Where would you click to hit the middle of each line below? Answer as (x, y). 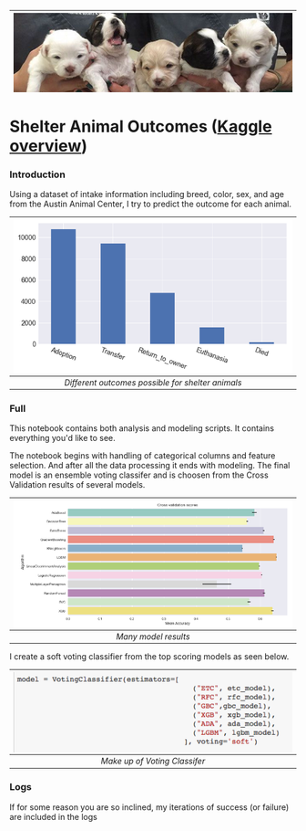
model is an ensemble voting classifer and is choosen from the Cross (139, 475)
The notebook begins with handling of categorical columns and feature (143, 456)
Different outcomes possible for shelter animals (153, 382)
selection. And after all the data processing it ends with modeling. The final (150, 466)
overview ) (49, 146)
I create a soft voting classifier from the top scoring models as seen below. (149, 657)
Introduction (37, 174)
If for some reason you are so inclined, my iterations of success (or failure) (149, 807)
